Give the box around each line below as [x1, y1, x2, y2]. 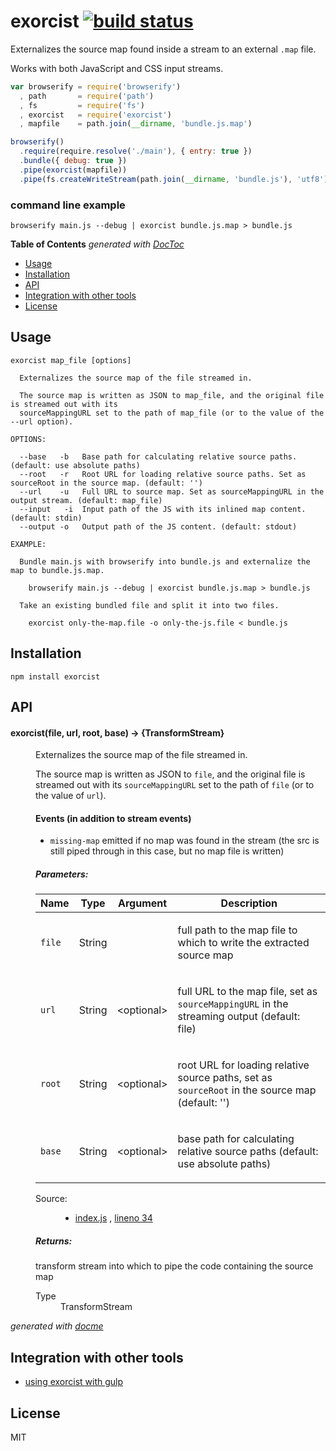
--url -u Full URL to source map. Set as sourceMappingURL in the [19, 486, 325, 497]
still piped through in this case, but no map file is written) [49, 845, 285, 857]
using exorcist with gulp [24, 1376, 124, 1388]
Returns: [35, 1235, 73, 1247]
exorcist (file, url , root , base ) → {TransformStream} [10, 726, 225, 739]
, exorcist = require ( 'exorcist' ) [19, 110, 172, 120]
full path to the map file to [177, 923, 298, 937]
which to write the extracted [177, 936, 310, 950]
